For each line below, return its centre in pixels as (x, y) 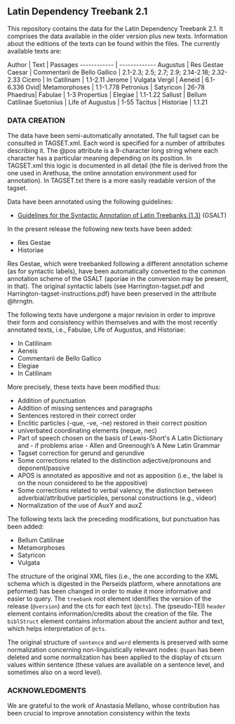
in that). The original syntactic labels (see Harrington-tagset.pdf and (106, 286)
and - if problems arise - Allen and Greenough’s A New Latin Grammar (119, 446)
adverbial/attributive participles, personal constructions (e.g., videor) (117, 498)
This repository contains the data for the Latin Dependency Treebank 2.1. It (115, 28)
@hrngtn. (21, 301)
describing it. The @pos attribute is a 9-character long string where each (113, 151)
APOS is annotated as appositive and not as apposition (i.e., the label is (120, 475)
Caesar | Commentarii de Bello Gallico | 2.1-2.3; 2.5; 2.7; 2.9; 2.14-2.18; (109, 72)
